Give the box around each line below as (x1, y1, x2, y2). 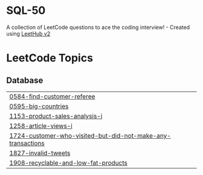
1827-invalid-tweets (9, 148, 71, 157)
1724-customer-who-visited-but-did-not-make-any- (9, 131, 171, 139)
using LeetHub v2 (6, 30, 51, 37)
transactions (9, 139, 45, 147)
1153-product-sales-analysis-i (9, 112, 103, 120)
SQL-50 (6, 4, 46, 17)
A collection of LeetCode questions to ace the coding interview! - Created (6, 24, 190, 31)
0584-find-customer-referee (9, 92, 95, 100)
